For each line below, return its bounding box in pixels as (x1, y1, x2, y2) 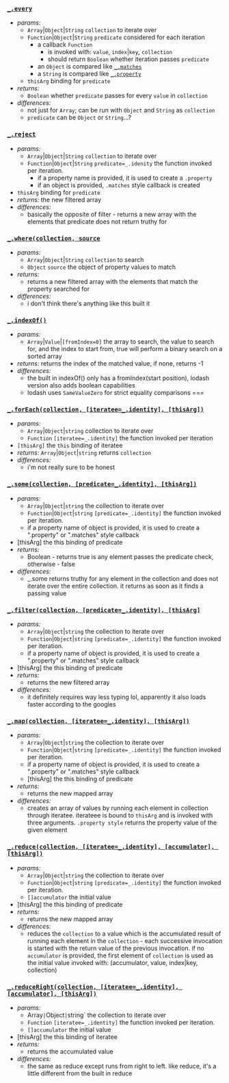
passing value (27, 588, 67, 597)
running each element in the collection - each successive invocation (27, 936, 223, 944)
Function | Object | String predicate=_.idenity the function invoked (27, 159, 212, 167)
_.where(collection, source (7, 235, 100, 242)
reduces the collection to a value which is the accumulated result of (27, 929, 221, 938)
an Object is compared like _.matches (37, 62, 142, 71)
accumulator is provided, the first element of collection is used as (27, 951, 214, 960)
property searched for (27, 285, 90, 293)
